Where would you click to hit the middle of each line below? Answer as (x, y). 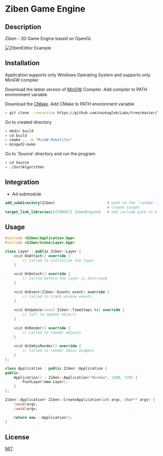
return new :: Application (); (43, 417)
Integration (22, 182)
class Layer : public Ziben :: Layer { (43, 251)
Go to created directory (28, 122)
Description (23, 27)
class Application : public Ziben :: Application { (56, 368)
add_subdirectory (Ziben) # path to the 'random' (80, 203)
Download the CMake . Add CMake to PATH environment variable (70, 104)
